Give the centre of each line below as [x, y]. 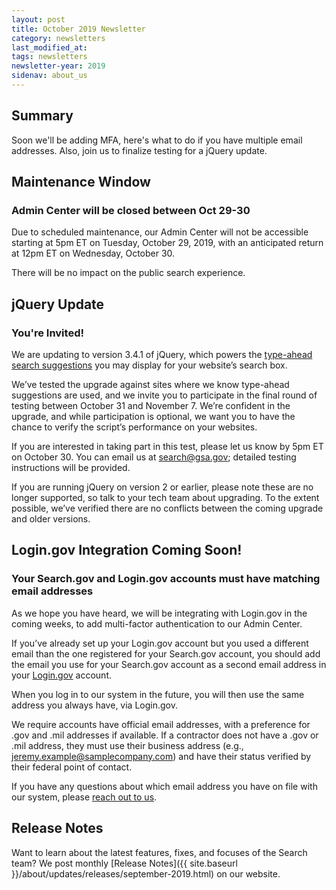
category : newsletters [58, 38]
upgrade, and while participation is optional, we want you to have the [153, 417]
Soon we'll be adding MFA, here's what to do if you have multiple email [157, 140]
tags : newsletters [49, 57]
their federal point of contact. [72, 767]
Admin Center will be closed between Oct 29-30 [131, 210]
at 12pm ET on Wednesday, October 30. [93, 253]
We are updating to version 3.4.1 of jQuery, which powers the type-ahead [162, 355]
